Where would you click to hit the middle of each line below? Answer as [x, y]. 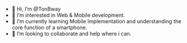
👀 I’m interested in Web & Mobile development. [68, 15]
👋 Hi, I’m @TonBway [36, 9]
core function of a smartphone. [49, 27]
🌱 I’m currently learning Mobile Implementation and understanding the [96, 21]
